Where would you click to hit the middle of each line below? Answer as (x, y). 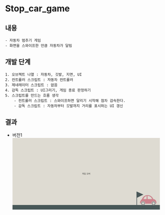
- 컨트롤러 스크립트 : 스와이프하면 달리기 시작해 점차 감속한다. (70, 101)
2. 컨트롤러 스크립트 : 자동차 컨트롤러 (39, 80)
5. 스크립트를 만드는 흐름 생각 (32, 95)
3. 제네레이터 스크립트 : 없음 (31, 85)
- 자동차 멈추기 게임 (23, 40)
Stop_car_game (38, 9)
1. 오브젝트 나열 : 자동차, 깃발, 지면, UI (43, 74)
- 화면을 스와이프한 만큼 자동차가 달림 (39, 46)
